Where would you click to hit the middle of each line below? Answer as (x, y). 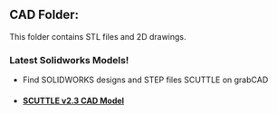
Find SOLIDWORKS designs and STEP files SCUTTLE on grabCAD (145, 80)
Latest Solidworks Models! (69, 60)
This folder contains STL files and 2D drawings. (98, 36)
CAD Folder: (44, 15)
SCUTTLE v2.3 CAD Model (73, 100)
